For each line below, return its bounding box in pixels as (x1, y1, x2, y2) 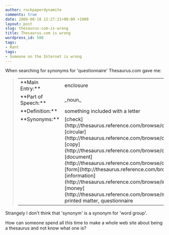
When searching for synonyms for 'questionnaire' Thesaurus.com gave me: (5, 68, 162, 74)
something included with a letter (64, 108, 141, 115)
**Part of (20, 93, 43, 100)
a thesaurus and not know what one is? (5, 225, 87, 231)
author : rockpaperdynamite (5, 7, 62, 13)
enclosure (64, 82, 88, 89)
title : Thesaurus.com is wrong (5, 31, 71, 36)
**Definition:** (20, 108, 58, 115)
